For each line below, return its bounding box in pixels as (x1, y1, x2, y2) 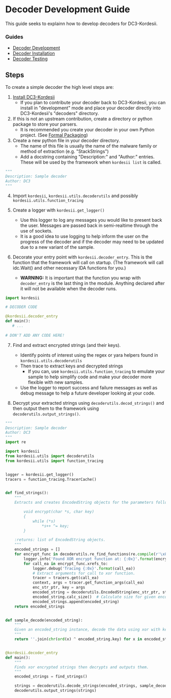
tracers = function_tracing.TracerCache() (5, 477, 97, 482)
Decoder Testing (12, 56, 48, 62)
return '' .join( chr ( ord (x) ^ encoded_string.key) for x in (14, 637, 142, 642)
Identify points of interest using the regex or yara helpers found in (20, 352, 159, 358)
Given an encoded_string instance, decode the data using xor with (14, 627, 160, 632)
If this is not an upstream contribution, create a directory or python (12, 116, 153, 122)
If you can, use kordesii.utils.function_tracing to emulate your (27, 368, 165, 374)
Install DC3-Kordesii (12, 94, 55, 100)
